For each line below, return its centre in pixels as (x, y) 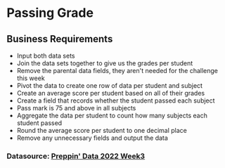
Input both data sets (46, 56)
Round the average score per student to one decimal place (102, 130)
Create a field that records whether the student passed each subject (116, 101)
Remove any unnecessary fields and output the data (92, 138)
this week (31, 78)
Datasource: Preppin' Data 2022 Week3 (76, 156)
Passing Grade (50, 13)
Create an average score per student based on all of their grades (111, 93)
